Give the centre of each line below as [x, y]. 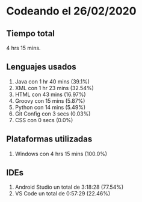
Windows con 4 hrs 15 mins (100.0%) [61, 154]
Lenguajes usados [41, 67]
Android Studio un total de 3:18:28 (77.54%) [69, 187]
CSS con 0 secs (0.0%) [44, 120]
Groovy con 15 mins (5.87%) [50, 100]
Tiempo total [31, 34]
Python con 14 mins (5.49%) [50, 107]
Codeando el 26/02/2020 [71, 11]
